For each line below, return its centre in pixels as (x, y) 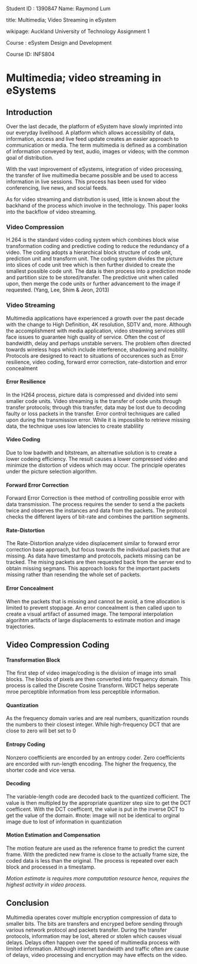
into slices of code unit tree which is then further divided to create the (91, 265)
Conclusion (28, 903)
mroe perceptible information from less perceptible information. (83, 692)
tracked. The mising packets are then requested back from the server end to (98, 562)
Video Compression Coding (58, 645)
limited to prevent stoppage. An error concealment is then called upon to (94, 608)
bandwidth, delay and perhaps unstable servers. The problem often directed (98, 343)
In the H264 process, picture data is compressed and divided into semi (92, 395)
